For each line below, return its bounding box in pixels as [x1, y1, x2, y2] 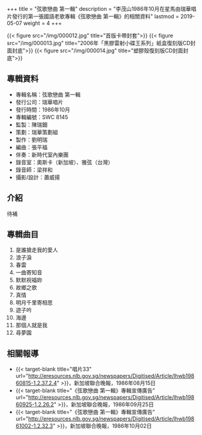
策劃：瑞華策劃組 [15, 128, 58, 135]
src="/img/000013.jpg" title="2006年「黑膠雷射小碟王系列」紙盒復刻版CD [7, 40, 191, 46]
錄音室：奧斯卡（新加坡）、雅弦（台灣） [15, 158, 114, 165]
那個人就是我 [15, 321, 47, 329]
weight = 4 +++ [23, 20, 63, 26]
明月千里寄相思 [15, 299, 53, 306]
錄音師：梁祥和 [15, 166, 53, 173]
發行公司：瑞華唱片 [15, 98, 64, 105]
